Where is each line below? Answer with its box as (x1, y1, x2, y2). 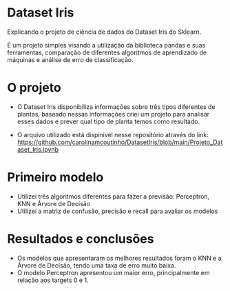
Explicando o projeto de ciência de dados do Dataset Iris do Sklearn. (7, 28, 202, 36)
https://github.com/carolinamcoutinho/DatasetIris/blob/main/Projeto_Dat (17, 138, 223, 146)
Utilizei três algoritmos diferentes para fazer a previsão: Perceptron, (17, 192, 210, 201)
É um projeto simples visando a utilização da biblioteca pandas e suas (7, 41, 206, 49)
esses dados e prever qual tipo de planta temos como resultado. (17, 117, 200, 126)
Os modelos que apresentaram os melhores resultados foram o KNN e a (17, 254, 222, 262)
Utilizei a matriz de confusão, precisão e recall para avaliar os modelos (17, 207, 218, 215)
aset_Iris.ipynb (17, 145, 59, 153)
